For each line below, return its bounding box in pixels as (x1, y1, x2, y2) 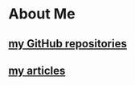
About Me (8, 5, 76, 23)
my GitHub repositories (8, 37, 127, 51)
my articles (8, 63, 66, 77)
